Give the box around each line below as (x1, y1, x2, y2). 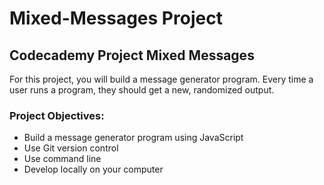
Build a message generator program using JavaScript (23, 132, 244, 144)
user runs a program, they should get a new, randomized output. (9, 84, 275, 96)
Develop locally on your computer (23, 163, 164, 176)
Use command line (23, 153, 102, 165)
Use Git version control (23, 142, 119, 154)
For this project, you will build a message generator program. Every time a (9, 73, 314, 85)
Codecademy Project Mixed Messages (9, 47, 255, 64)
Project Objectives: (9, 108, 105, 122)
